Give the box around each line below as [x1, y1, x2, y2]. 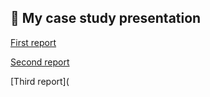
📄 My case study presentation [10, 10, 202, 27]
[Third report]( [10, 75, 70, 87]
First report [10, 36, 57, 48]
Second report [10, 56, 70, 68]
